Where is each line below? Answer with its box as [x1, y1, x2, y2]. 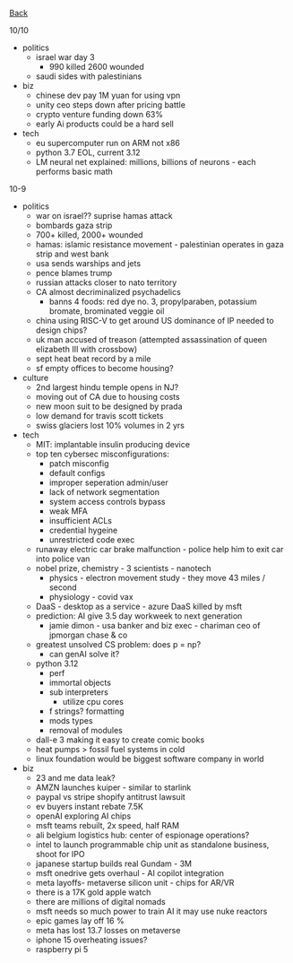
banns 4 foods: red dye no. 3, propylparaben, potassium [48, 296, 257, 307]
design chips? [35, 325, 88, 335]
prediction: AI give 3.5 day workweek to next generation [35, 611, 243, 621]
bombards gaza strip [35, 220, 113, 230]
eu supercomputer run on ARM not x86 [35, 138, 181, 148]
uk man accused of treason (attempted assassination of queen [35, 334, 267, 344]
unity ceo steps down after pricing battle [35, 100, 186, 110]
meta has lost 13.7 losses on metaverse [35, 925, 181, 935]
